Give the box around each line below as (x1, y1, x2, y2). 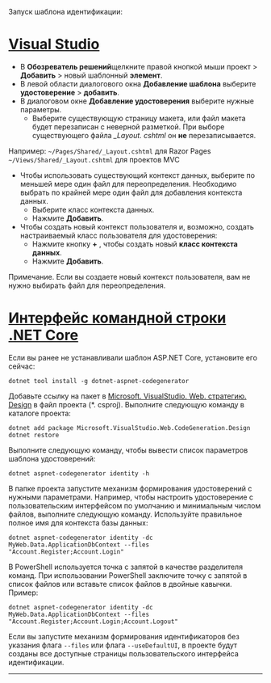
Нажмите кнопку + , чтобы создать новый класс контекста (31, 238, 238, 249)
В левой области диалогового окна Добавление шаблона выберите (19, 78, 256, 88)
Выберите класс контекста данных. (31, 204, 155, 214)
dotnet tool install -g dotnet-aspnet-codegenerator (8, 377, 190, 385)
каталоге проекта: (8, 408, 71, 418)
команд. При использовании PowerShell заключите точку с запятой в (8, 570, 248, 580)
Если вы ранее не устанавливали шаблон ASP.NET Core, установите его (8, 352, 258, 362)
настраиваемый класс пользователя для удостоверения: (19, 230, 218, 240)
